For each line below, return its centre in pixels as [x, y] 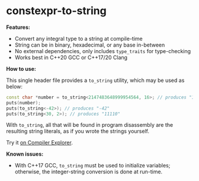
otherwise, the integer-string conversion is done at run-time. [89, 172]
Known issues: [25, 154]
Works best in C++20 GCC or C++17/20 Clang [71, 57]
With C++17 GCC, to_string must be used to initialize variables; [92, 166]
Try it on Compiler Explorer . [39, 143]
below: [14, 86]
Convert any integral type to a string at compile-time [79, 38]
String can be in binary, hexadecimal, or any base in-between [90, 45]
